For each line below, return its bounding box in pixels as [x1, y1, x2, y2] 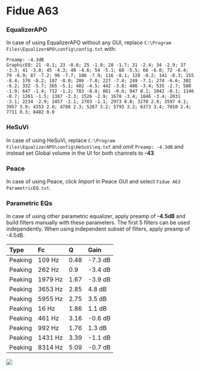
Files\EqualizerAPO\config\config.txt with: [6, 45, 117, 53]
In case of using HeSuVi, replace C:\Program [6, 136, 116, 144]
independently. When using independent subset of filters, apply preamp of [6, 225, 190, 232]
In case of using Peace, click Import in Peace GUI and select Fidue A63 [6, 178, 181, 185]
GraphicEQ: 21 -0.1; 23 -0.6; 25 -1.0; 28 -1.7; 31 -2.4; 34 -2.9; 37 [6, 62, 186, 68]
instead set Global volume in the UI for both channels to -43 [6, 149, 154, 157]
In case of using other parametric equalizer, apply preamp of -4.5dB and [6, 213, 186, 220]
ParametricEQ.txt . [6, 184, 51, 192]
